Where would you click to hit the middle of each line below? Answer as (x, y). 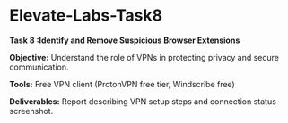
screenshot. (31, 111)
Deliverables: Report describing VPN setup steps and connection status (143, 101)
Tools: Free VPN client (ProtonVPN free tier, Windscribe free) (122, 84)
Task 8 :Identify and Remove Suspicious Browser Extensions (125, 40)
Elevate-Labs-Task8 (86, 16)
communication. (39, 67)
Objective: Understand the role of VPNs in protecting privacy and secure (144, 57)
